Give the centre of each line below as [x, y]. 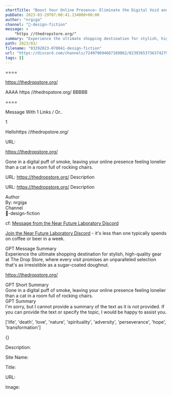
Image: [13, 387]
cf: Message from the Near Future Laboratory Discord [62, 223]
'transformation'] [23, 328]
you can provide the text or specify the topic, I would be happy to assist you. [86, 312]
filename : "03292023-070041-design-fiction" [53, 48]
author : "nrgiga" [24, 19]
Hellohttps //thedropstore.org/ [37, 132]
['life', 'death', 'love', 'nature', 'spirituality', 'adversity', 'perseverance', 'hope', [86, 322]
